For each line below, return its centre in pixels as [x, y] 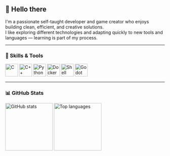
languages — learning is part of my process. [51, 37]
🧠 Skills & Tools [24, 55]
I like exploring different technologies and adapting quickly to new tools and [84, 32]
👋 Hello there [26, 9]
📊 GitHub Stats [25, 93]
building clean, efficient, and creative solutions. [54, 27]
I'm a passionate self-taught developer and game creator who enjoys [77, 21]
